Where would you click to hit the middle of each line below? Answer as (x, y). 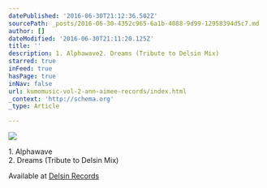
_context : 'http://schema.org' (61, 99)
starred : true (32, 62)
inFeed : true (30, 69)
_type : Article (34, 106)
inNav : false (30, 83)
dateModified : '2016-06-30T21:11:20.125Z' (81, 38)
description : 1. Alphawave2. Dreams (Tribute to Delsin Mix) (114, 53)
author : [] (27, 31)
